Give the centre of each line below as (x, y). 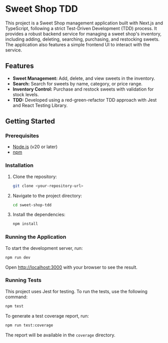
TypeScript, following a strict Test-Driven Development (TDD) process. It (81, 28)
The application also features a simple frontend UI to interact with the (78, 44)
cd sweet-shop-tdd (32, 205)
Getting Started (30, 121)
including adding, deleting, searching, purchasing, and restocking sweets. (82, 39)
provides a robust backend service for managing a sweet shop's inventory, (83, 34)
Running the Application (36, 237)
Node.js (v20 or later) (35, 147)
